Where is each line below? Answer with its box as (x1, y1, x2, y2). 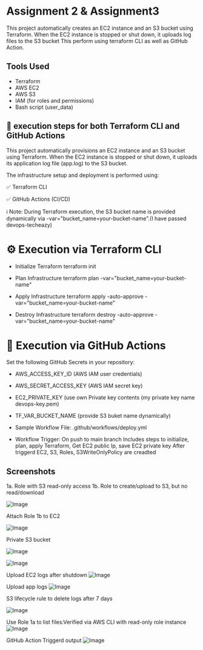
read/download (6, 489, 44, 496)
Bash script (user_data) (15, 103, 74, 111)
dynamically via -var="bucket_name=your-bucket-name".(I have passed (6, 215, 187, 222)
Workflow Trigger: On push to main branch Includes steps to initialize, (15, 436, 190, 443)
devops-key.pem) (15, 400, 59, 408)
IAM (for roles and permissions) (15, 97, 95, 104)
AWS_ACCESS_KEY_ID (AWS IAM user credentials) (15, 370, 142, 378)
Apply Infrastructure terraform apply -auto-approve (15, 292, 144, 300)
